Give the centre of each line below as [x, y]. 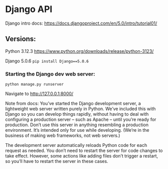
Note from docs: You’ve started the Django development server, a [73, 104]
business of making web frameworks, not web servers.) [63, 136]
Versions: [21, 39]
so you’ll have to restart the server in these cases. [57, 161]
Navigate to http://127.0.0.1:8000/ [39, 94]
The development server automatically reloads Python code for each [76, 145]
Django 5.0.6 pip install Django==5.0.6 [47, 61]
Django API [29, 9]
